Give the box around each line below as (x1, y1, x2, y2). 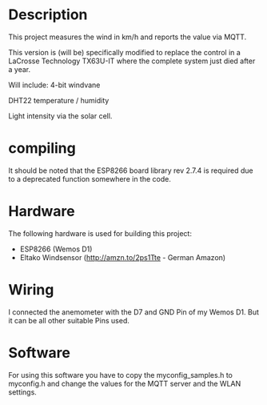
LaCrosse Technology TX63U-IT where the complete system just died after (8, 56, 256, 66)
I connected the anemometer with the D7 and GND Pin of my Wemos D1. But (8, 307, 260, 317)
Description (8, 6, 88, 24)
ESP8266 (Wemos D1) (19, 244, 93, 254)
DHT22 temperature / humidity (8, 95, 110, 105)
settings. (8, 387, 38, 397)
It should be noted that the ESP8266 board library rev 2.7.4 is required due (8, 166, 253, 175)
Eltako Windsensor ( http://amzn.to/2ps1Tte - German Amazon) (19, 252, 226, 262)
